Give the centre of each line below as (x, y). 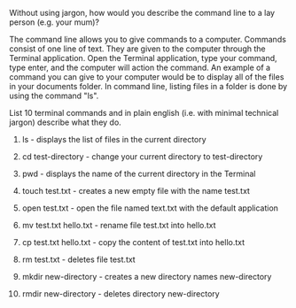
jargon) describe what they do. (65, 122)
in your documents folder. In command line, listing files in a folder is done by (148, 86)
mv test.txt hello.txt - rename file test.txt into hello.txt (119, 225)
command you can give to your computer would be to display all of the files (147, 77)
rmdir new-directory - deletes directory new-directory (121, 294)
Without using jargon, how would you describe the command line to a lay (142, 13)
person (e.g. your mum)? (55, 22)
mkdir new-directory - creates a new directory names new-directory (147, 277)
